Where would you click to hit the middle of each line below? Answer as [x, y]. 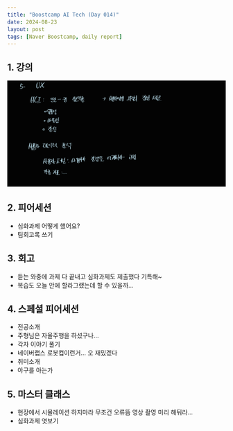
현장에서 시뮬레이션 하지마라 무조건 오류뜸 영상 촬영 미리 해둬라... [105, 412]
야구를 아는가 [35, 370]
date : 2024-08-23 [32, 22]
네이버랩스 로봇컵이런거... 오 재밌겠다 [67, 353]
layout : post [26, 29]
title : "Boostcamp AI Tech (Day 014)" [63, 15]
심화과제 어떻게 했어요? [49, 226]
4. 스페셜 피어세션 [43, 309]
